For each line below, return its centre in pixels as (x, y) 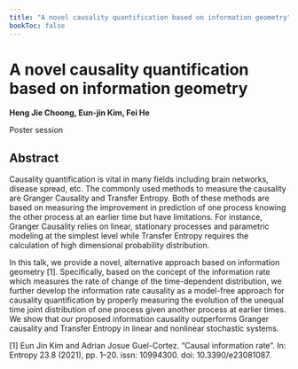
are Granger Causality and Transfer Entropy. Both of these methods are (139, 198)
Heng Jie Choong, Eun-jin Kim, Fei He (80, 113)
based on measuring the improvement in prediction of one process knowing (148, 208)
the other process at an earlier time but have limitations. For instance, (136, 217)
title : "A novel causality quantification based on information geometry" (150, 17)
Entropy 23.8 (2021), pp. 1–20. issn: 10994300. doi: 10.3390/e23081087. (141, 355)
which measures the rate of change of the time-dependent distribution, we (145, 281)
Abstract (34, 157)
